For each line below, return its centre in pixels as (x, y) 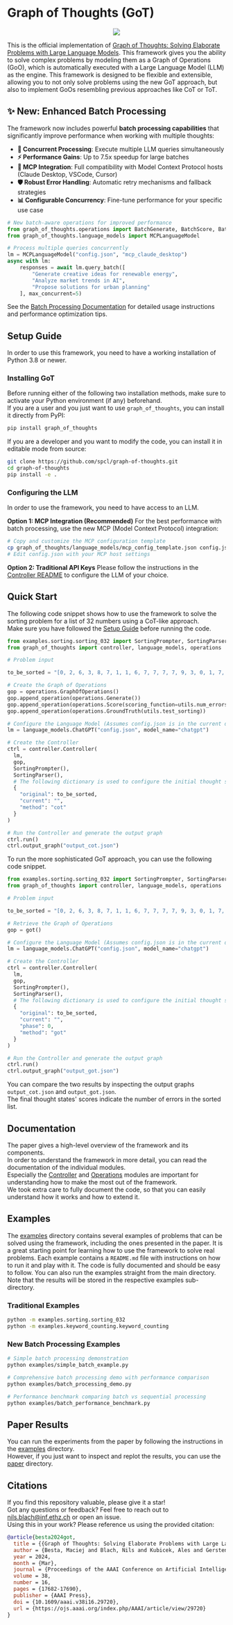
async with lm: (29, 261)
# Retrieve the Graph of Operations (60, 924)
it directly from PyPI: (36, 415)
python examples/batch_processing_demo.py (69, 1384)
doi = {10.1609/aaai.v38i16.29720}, (66, 1602)
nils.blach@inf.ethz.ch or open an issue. (64, 1517)
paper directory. (30, 1464)
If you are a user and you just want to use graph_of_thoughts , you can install (116, 408)
